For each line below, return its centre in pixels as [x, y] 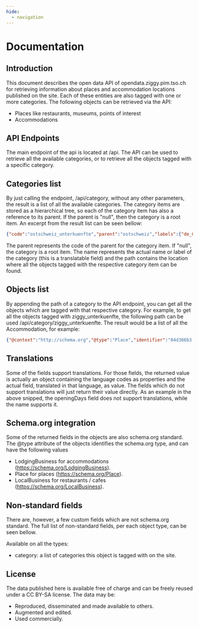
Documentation [45, 47]
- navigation [28, 17]
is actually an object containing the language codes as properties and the [96, 379]
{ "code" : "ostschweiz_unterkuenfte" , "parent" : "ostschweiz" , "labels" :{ [94, 234]
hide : [13, 12]
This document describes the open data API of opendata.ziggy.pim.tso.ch [96, 83]
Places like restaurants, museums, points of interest [78, 113]
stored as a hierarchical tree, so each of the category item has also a [90, 211]
